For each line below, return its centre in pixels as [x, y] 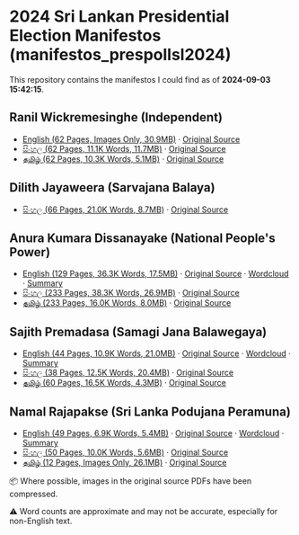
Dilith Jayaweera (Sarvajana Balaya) [112, 187]
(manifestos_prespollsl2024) [120, 55]
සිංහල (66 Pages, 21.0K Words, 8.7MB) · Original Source [125, 210]
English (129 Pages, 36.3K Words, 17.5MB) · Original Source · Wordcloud [155, 274]
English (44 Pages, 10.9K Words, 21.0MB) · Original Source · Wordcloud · [157, 353]
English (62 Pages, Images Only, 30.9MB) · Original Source [131, 139]
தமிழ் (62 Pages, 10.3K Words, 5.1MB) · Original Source [123, 158]
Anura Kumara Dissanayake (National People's [142, 238]
